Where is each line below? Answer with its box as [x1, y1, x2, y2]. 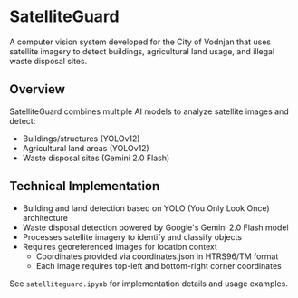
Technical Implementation [9, 178, 160, 194]
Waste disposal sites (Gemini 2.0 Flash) [22, 152, 170, 163]
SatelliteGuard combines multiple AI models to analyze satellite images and [9, 106, 289, 117]
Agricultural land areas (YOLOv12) [22, 142, 149, 153]
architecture [22, 212, 69, 223]
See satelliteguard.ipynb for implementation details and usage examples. [9, 278, 288, 289]
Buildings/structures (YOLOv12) [22, 133, 140, 144]
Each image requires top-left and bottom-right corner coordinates [35, 260, 283, 271]
